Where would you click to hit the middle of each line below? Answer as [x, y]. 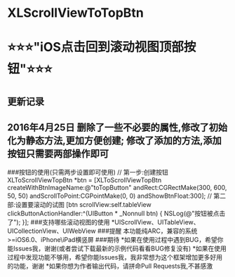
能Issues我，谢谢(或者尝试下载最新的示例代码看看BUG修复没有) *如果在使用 [117, 248]
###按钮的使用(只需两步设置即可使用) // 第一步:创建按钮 [88, 172]
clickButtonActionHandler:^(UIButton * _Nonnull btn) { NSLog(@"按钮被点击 [116, 213]
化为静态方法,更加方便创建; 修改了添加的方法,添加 [115, 141]
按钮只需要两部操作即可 [58, 154]
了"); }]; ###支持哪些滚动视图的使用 [59, 222]
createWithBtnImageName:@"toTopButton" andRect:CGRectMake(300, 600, [117, 187]
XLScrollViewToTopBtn [75, 13]
